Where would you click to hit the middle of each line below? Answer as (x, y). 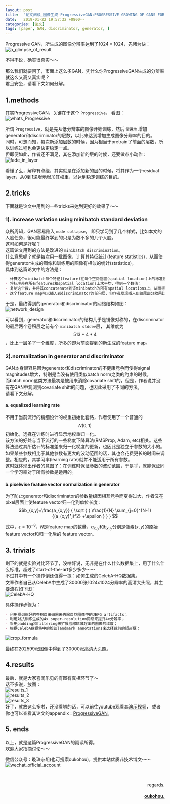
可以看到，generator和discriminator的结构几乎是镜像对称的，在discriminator (85, 319)
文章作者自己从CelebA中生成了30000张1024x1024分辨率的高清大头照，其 (82, 582)
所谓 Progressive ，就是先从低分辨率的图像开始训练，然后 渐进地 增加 (76, 129)
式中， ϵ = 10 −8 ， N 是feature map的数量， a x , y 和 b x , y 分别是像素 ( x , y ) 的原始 (82, 527)
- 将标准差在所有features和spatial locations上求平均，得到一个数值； (74, 283)
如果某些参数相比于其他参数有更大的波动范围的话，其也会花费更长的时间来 (83, 453)
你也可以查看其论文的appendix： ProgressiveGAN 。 (59, 713)
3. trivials (20, 550)
